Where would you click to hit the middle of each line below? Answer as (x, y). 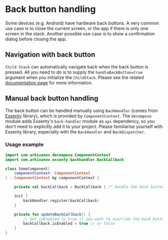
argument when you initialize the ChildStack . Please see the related (74, 77)
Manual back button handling (52, 98)
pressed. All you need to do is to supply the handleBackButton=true (74, 72)
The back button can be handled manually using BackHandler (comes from (81, 110)
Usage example (24, 144)
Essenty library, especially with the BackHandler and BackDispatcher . (75, 131)
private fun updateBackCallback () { (52, 214)
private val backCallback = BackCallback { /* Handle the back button (89, 187)
